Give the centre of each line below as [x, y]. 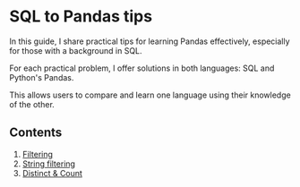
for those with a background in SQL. [76, 50]
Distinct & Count [52, 173]
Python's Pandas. [42, 77]
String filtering [49, 164]
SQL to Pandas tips [81, 17]
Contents [36, 133]
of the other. [32, 104]
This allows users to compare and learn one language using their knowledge [150, 95]
